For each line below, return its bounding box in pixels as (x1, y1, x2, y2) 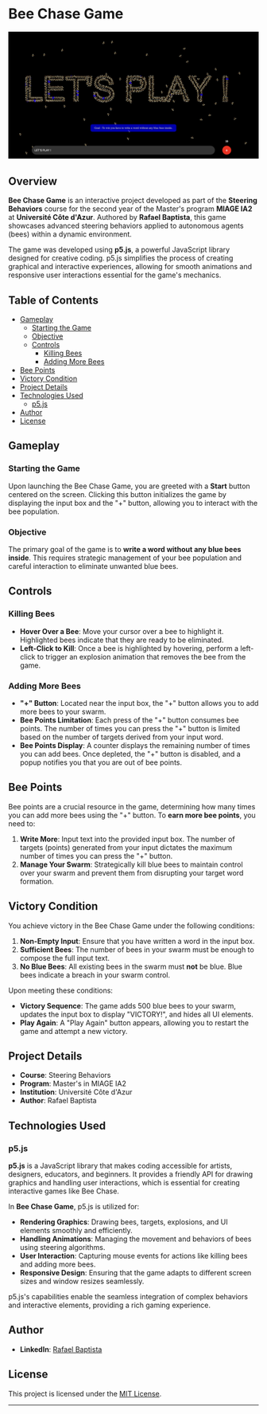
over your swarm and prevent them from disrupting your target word (19, 868, 244, 877)
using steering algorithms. (19, 1243, 106, 1252)
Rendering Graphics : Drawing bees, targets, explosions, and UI (19, 1217, 228, 1227)
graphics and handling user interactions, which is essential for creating (8, 1178, 240, 1188)
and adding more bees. (19, 1259, 96, 1269)
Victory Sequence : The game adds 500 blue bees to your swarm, (19, 1001, 236, 1010)
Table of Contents (8, 293, 99, 307)
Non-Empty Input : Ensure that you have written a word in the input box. (19, 936, 255, 946)
